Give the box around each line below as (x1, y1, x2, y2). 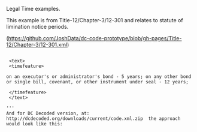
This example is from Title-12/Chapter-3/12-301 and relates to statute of (6, 17, 184, 23)
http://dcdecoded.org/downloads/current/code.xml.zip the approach (6, 116, 181, 122)
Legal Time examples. (6, 5, 60, 12)
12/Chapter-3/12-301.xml (6, 41, 68, 48)
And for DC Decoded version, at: (6, 110, 90, 116)
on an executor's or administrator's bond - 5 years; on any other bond (6, 74, 192, 80)
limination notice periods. (6, 23, 69, 30)
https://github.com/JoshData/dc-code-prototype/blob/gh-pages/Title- (8, 35, 182, 41)
